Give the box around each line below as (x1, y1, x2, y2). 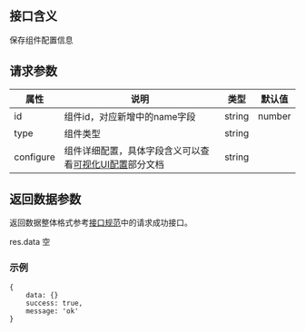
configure (14, 151, 56, 163)
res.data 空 (9, 237, 51, 248)
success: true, (25, 298, 84, 308)
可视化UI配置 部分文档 (73, 158, 165, 171)
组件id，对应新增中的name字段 (64, 110, 196, 122)
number (257, 110, 291, 122)
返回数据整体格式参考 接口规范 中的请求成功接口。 (9, 217, 192, 229)
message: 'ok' (25, 307, 79, 316)
